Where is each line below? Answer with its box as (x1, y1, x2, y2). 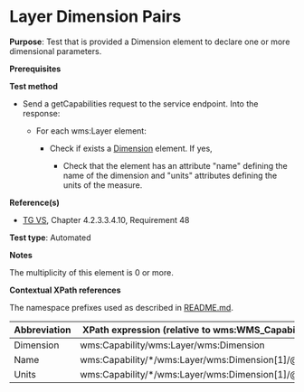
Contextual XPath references (9, 285, 121, 295)
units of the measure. (62, 179, 143, 191)
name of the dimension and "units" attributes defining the (62, 170, 278, 181)
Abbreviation (14, 323, 71, 336)
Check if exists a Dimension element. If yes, (49, 143, 213, 154)
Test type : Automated (9, 232, 91, 243)
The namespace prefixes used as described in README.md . (9, 302, 233, 313)
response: (22, 107, 61, 118)
